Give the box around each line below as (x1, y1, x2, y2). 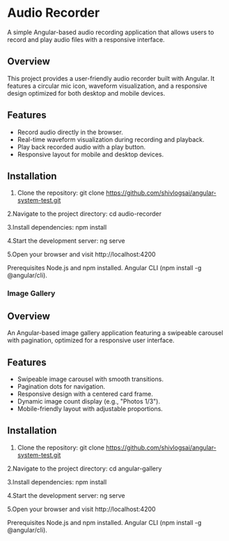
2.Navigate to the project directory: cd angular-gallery (7, 464, 162, 473)
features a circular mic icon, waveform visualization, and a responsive (7, 82, 207, 90)
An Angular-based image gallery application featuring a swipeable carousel (7, 329, 223, 337)
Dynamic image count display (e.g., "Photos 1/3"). (17, 397, 161, 406)
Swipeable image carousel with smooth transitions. (17, 375, 164, 383)
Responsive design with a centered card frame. (17, 390, 153, 398)
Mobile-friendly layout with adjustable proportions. (17, 404, 164, 413)
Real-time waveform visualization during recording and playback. (17, 135, 205, 144)
